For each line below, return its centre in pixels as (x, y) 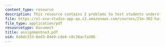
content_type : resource (29, 10)
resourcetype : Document (29, 28)
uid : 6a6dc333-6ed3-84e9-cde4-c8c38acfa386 (50, 37)
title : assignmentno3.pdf (31, 32)
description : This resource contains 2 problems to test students (74, 14)
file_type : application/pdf (34, 23)
